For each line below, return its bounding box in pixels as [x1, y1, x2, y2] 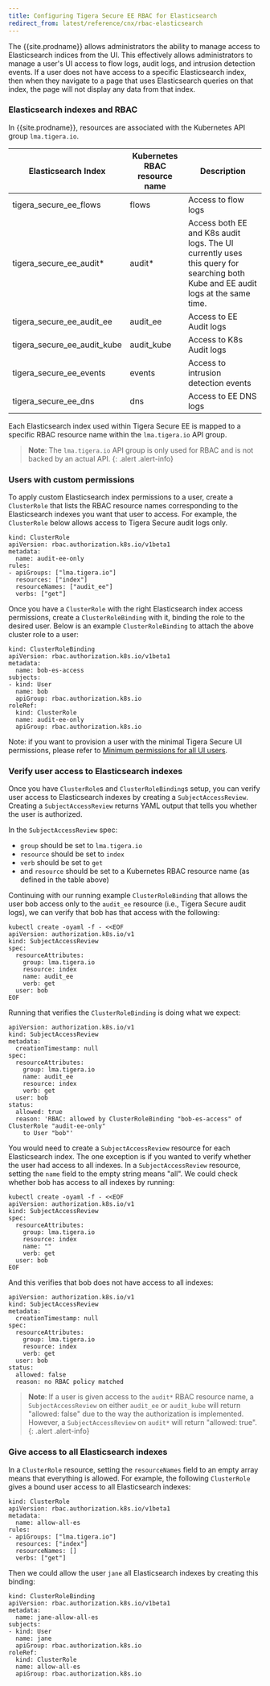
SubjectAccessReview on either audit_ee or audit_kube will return [27, 1401, 241, 1411]
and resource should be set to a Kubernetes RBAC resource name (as [19, 867, 250, 876]
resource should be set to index [19, 849, 125, 859]
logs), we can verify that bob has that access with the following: [8, 908, 220, 918]
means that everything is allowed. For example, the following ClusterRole [8, 1473, 251, 1483]
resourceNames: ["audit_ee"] [15, 583, 113, 591]
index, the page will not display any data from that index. [8, 84, 195, 93]
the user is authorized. [8, 810, 83, 819]
